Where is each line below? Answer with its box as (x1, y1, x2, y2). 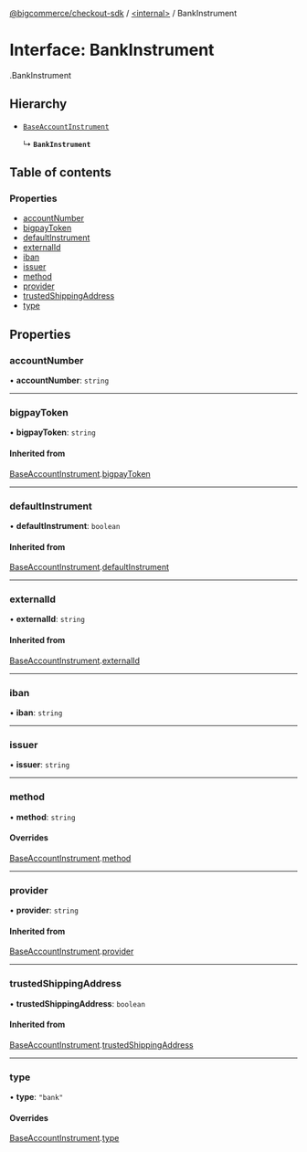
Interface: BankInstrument (9, 40, 215, 60)
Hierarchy (9, 96, 68, 112)
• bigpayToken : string (9, 427, 96, 438)
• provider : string (9, 904, 79, 916)
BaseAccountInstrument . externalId (9, 655, 140, 666)
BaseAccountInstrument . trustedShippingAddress (9, 1039, 194, 1050)
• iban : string (9, 707, 63, 718)
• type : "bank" (9, 1092, 64, 1103)
